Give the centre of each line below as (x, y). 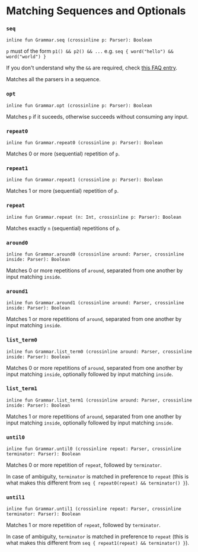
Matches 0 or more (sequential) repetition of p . (63, 154)
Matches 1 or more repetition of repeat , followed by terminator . (84, 525)
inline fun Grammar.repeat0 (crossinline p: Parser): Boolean (84, 143)
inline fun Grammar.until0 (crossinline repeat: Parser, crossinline (94, 449)
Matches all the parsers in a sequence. (53, 79)
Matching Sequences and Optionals (96, 11)
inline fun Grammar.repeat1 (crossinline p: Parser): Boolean (84, 180)
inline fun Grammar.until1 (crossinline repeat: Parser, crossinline (94, 509)
